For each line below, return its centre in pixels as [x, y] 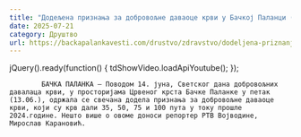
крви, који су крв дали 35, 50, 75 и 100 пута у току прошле [126, 108]
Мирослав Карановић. [48, 124]
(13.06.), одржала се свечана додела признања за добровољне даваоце [142, 100]
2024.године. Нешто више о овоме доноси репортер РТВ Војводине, [133, 116]
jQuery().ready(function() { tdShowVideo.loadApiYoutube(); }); [124, 68]
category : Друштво [43, 34]
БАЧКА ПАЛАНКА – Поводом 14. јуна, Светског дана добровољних [160, 85]
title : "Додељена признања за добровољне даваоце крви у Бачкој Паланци [148, 17]
